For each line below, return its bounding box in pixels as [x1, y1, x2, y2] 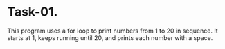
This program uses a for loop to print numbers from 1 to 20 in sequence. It [7, 27, 218, 35]
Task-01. [7, 4, 58, 20]
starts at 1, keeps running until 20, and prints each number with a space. [7, 33, 213, 42]
